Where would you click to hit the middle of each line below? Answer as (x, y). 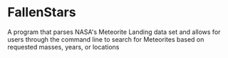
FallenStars (42, 12)
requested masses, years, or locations (63, 47)
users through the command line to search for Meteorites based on (106, 39)
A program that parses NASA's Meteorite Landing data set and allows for (114, 32)
